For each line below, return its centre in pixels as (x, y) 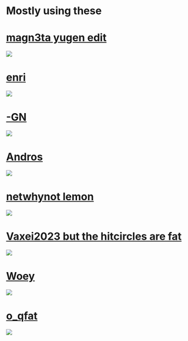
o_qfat (22, 316)
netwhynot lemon (50, 197)
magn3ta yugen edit (56, 38)
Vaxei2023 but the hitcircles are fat (94, 236)
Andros (24, 157)
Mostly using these (54, 11)
